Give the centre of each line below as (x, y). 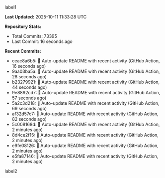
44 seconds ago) (29, 87)
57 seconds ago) (29, 98)
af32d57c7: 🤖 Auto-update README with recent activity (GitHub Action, (85, 114)
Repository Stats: (23, 26)
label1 (11, 7)
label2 (11, 171)
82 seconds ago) (29, 119)
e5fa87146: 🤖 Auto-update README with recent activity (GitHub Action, (85, 156)
